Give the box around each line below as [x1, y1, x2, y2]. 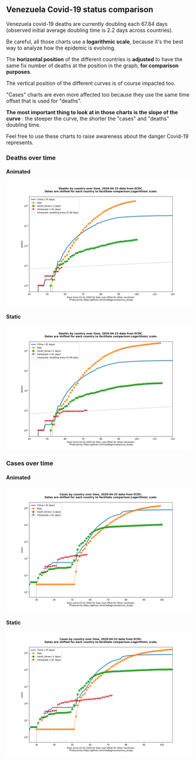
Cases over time [6, 459, 54, 468]
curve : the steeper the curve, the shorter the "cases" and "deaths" [6, 115, 170, 122]
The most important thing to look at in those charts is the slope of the [6, 108, 178, 115]
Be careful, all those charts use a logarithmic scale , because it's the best [6, 38, 184, 45]
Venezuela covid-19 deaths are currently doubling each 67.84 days [6, 20, 168, 27]
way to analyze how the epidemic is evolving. [6, 44, 116, 51]
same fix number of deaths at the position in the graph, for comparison [6, 62, 179, 69]
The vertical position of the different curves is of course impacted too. [6, 80, 176, 87]
